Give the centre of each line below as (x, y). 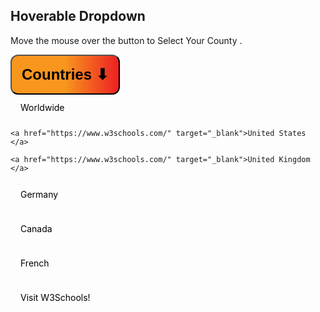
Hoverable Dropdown (78, 16)
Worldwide (42, 107)
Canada (36, 228)
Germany (39, 194)
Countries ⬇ (65, 74)
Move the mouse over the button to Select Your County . (126, 40)
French (35, 263)
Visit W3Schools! (55, 297)
